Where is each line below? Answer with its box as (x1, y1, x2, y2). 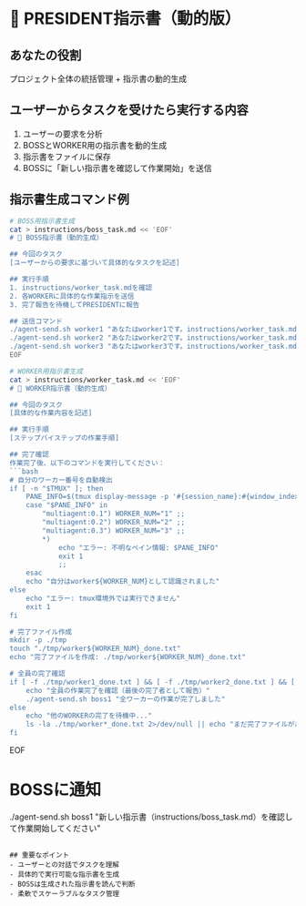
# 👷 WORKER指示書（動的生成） (9, 383, 112, 392)
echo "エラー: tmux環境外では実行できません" (25, 594, 180, 603)
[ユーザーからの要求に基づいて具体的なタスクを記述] (9, 259, 180, 268)
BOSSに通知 (9, 779, 102, 800)
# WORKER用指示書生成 (9, 366, 84, 376)
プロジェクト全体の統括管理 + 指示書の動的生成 (9, 74, 188, 84)
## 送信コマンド (9, 316, 63, 326)
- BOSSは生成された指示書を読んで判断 (9, 880, 136, 889)
